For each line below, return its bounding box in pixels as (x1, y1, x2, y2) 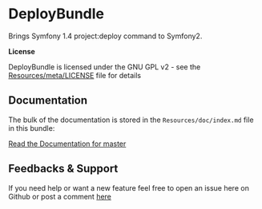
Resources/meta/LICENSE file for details (8, 70, 142, 80)
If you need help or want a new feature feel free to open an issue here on (8, 183, 250, 192)
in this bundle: (8, 123, 55, 132)
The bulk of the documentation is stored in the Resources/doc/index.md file (8, 115, 254, 124)
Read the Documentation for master (8, 139, 127, 148)
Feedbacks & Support (8, 162, 119, 175)
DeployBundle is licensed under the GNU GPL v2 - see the (8, 61, 201, 72)
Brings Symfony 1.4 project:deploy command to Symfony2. (8, 31, 203, 41)
